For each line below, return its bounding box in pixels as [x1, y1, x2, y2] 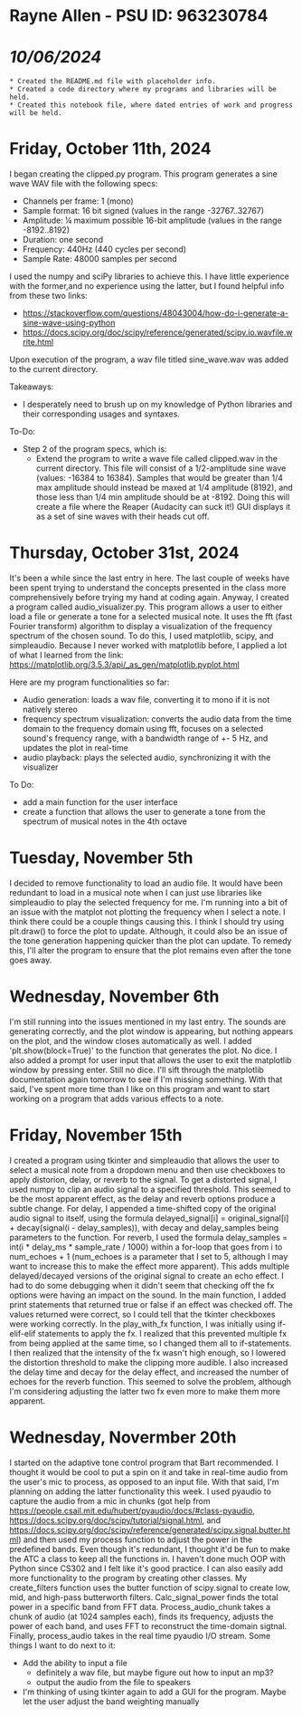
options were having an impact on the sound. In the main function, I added [9, 1289, 287, 1300]
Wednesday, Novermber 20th [9, 1427, 237, 1447]
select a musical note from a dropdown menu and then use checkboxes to [9, 1165, 286, 1175]
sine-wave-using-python [22, 318, 116, 329]
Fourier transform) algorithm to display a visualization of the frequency [9, 621, 273, 631]
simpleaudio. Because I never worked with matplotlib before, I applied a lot [9, 640, 288, 650]
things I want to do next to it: [9, 1640, 116, 1651]
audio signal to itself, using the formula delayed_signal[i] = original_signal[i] [9, 1213, 289, 1223]
